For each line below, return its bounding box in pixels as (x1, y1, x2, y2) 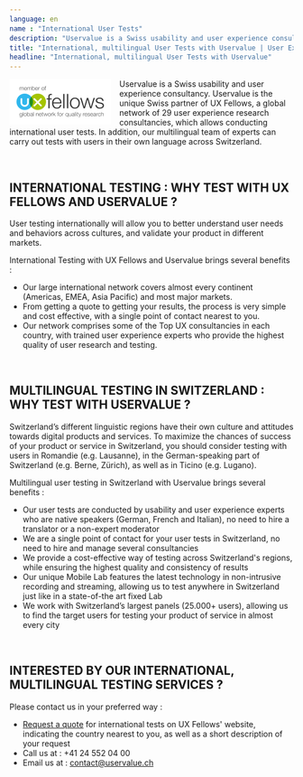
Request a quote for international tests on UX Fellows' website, (22, 718, 256, 729)
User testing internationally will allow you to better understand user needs (9, 218, 284, 229)
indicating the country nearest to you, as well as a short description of (22, 728, 283, 739)
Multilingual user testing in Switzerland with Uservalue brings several (9, 477, 266, 488)
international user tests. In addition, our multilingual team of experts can (9, 126, 277, 137)
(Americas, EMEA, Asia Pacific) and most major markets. (22, 291, 233, 302)
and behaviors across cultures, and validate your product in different (9, 227, 264, 239)
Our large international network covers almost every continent (22, 281, 253, 293)
